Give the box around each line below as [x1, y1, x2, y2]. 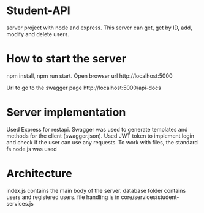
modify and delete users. [6, 30, 69, 37]
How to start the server [6, 52, 127, 66]
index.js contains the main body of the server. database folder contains [6, 187, 186, 194]
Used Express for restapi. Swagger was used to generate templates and [6, 125, 188, 133]
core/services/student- [121, 193, 179, 201]
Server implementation [6, 105, 126, 119]
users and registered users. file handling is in [6, 193, 120, 201]
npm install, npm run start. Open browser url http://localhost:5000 [6, 72, 173, 80]
